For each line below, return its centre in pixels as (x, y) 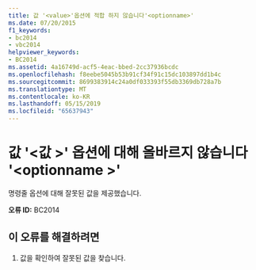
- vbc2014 (25, 45)
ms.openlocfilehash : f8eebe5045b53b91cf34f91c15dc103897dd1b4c (115, 74)
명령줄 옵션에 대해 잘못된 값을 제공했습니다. (75, 193)
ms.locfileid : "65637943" (51, 112)
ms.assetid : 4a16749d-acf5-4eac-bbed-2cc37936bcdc (94, 67)
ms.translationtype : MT (48, 89)
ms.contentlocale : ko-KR (49, 97)
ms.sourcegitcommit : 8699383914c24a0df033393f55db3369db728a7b (115, 82)
